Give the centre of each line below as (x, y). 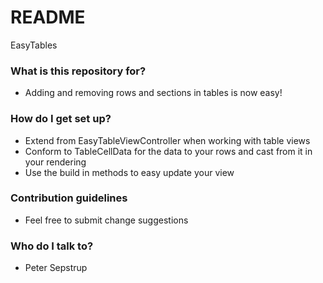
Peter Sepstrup (56, 268)
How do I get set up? (61, 119)
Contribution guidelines (69, 198)
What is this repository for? (78, 71)
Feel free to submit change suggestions (106, 220)
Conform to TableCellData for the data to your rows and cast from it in (168, 151)
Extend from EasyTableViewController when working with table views (167, 140)
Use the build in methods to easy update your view (129, 172)
